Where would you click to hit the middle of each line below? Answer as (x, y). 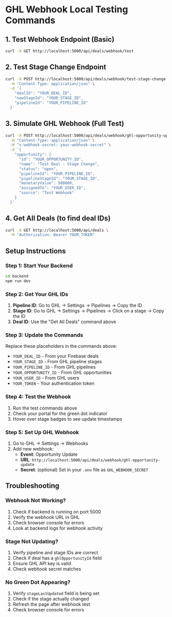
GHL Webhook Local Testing (67, 10)
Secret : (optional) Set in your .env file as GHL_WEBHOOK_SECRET (84, 470)
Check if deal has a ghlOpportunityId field (57, 558)
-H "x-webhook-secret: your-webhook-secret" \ (60, 145)
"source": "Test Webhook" (46, 193)
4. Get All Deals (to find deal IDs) (58, 219)
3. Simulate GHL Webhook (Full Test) (65, 124)
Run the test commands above (45, 408)
